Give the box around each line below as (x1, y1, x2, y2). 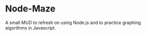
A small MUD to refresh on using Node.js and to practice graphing (5, 19, 141, 25)
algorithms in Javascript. (5, 24, 56, 30)
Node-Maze (5, 3, 56, 14)
